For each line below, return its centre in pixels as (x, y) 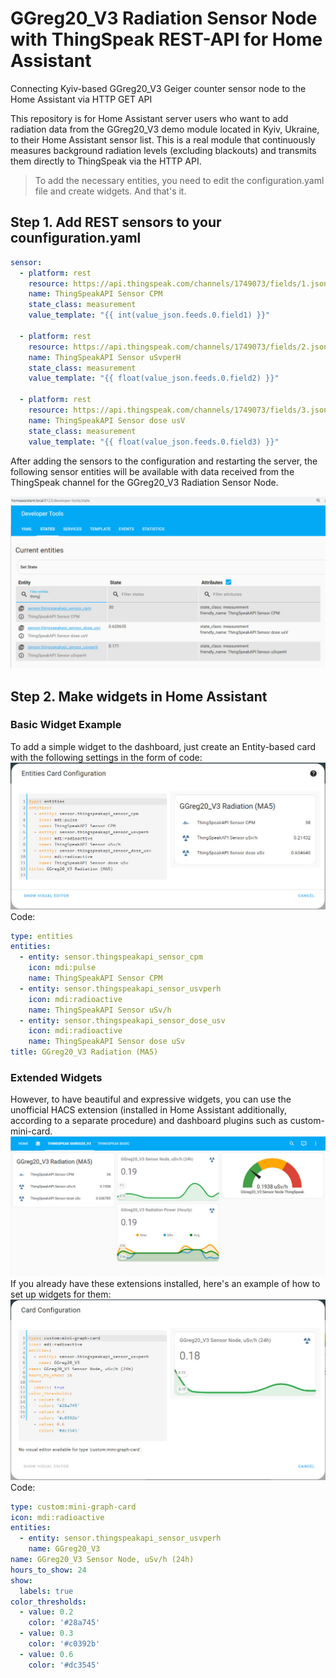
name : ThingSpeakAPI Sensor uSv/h (100, 1010)
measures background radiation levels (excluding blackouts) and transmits (163, 150)
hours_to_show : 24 (48, 1570)
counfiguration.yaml (76, 238)
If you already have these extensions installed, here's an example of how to (165, 1283)
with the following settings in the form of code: (106, 757)
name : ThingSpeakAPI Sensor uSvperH (105, 357)
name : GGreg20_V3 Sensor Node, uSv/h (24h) (102, 1560)
